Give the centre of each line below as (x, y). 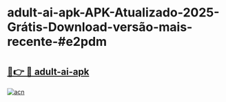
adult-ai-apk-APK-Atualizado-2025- (113, 13)
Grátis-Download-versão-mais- (100, 27)
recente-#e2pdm (57, 42)
